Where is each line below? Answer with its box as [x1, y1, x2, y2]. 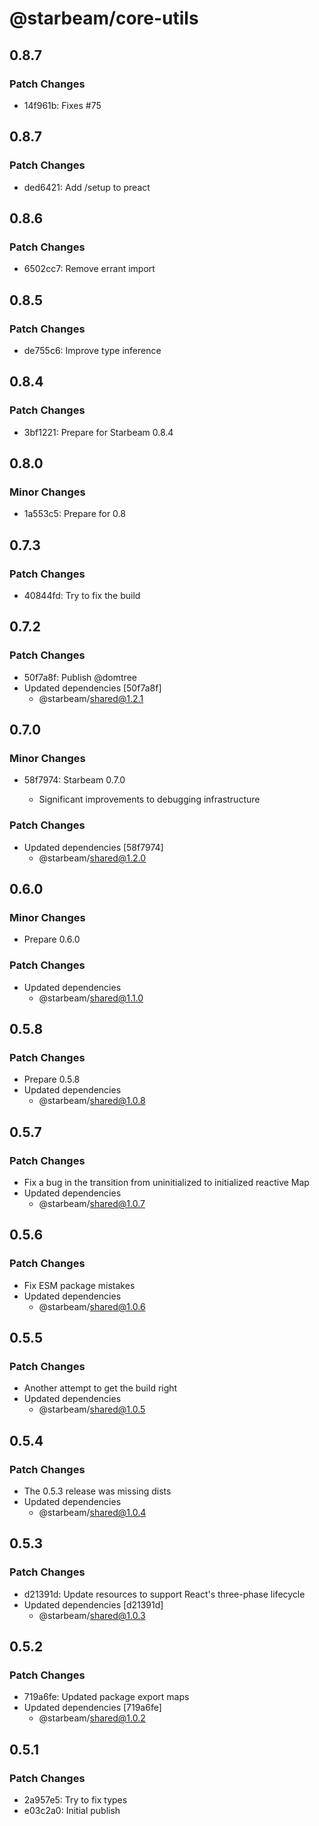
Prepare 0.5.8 [23, 1073, 81, 1086]
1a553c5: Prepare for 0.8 [23, 508, 126, 520]
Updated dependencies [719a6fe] [23, 1702, 162, 1714]
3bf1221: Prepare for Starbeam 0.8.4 [23, 426, 174, 438]
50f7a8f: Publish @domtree [23, 671, 137, 683]
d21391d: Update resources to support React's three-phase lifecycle [23, 1588, 306, 1600]
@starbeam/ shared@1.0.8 [38, 1095, 146, 1107]
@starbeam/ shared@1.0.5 [38, 1403, 146, 1416]
